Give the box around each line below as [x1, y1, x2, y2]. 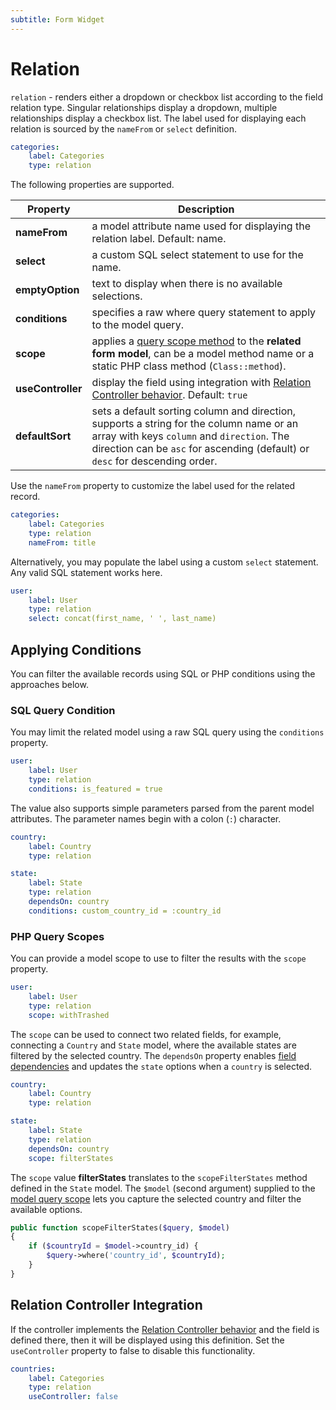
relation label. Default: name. [91, 232, 227, 246]
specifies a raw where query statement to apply [91, 306, 317, 320]
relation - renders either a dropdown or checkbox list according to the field [10, 91, 324, 103]
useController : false [28, 1392, 118, 1402]
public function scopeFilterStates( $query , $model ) [10, 1222, 230, 1233]
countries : [10, 1364, 56, 1374]
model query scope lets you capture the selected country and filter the [10, 1192, 302, 1205]
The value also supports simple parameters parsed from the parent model [10, 802, 315, 814]
